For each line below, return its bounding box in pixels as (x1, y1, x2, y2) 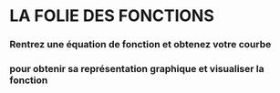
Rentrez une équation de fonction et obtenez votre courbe (9, 38, 272, 51)
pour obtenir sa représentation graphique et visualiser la (9, 63, 264, 76)
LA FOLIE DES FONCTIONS (9, 5, 214, 26)
